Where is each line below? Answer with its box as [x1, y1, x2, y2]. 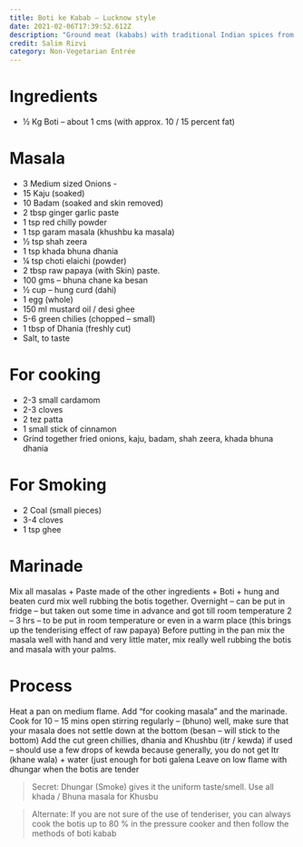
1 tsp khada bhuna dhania [22, 246, 119, 256]
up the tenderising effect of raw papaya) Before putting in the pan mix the [9, 624, 286, 635]
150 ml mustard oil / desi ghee [22, 304, 135, 314]
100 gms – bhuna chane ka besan [22, 274, 148, 285]
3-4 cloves [22, 514, 64, 525]
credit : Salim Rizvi [9, 38, 88, 48]
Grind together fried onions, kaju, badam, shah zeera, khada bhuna [22, 433, 274, 443]
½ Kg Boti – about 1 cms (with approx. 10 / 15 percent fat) [22, 116, 236, 127]
